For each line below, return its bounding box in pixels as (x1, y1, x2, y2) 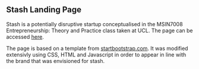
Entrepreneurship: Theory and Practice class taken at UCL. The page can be (6, 27, 193, 34)
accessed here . (6, 33, 45, 40)
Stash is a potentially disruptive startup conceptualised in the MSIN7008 (6, 20, 183, 27)
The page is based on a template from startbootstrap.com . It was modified (6, 45, 188, 52)
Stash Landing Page (6, 5, 82, 15)
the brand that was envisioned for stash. (6, 57, 105, 64)
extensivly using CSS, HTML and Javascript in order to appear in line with (6, 51, 187, 58)
